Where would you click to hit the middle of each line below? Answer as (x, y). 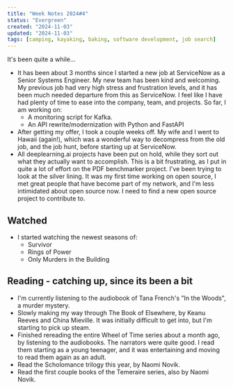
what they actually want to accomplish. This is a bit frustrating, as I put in (122, 161)
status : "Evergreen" (37, 20)
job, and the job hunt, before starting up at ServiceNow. (97, 147)
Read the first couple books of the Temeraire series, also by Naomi (113, 372)
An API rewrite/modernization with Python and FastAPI (106, 125)
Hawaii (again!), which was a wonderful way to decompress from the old (121, 139)
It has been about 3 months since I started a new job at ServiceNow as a (121, 73)
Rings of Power (49, 252)
